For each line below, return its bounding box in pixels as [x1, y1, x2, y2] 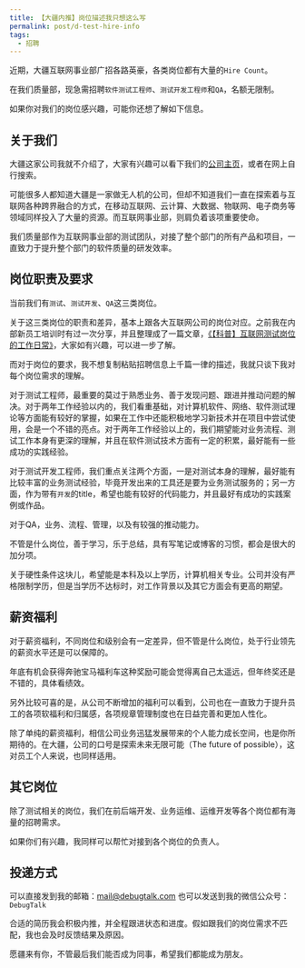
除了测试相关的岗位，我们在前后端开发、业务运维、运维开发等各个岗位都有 [9, 805, 288, 816]
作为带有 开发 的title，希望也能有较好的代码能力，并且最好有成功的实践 [25, 488, 283, 499]
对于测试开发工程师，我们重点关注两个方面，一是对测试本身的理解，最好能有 [9, 465, 296, 476]
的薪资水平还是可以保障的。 [9, 646, 113, 657]
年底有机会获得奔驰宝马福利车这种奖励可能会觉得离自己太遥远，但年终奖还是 [9, 665, 296, 677]
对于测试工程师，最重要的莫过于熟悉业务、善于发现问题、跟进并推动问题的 [9, 389, 288, 400]
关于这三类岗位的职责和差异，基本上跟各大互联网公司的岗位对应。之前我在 [9, 316, 288, 327]
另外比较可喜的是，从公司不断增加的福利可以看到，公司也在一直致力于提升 [9, 696, 288, 707]
